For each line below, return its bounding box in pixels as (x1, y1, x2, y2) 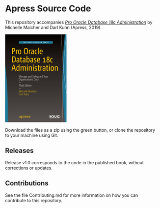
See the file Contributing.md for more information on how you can (5, 192, 138, 198)
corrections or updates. (5, 165, 53, 171)
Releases (5, 147, 34, 155)
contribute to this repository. (5, 197, 63, 203)
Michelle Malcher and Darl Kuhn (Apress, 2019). (5, 24, 102, 30)
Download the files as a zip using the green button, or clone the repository (5, 127, 156, 133)
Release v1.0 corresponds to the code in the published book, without (5, 159, 144, 165)
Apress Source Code (5, 3, 91, 14)
